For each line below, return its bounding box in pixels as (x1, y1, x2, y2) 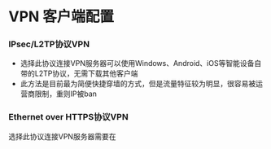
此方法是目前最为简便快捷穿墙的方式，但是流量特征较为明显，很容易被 (20, 79, 256, 89)
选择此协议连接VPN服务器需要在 (8, 131, 116, 141)
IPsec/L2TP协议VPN (8, 38, 90, 50)
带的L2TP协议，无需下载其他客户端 (20, 68, 138, 78)
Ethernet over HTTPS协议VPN (8, 112, 129, 123)
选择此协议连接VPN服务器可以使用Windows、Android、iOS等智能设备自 (20, 59, 262, 68)
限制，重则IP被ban (34, 89, 98, 99)
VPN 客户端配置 (8, 7, 115, 26)
